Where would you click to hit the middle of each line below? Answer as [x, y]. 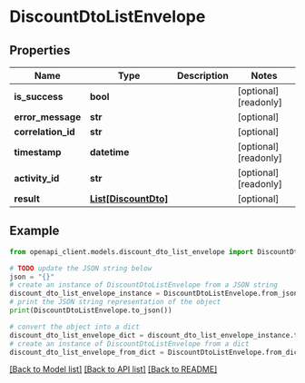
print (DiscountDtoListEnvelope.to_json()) [91, 310]
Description [202, 76]
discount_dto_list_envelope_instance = [85, 294]
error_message [48, 117]
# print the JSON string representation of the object [115, 302]
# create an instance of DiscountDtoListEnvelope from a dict [129, 344]
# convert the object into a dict [75, 327]
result [27, 199]
